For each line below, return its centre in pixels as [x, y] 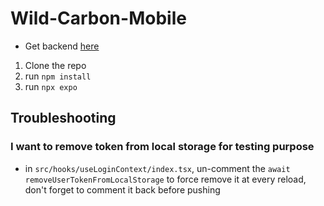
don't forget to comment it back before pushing [122, 189]
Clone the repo [55, 65]
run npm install [58, 76]
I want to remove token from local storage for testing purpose [162, 147]
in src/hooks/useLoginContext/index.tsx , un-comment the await [157, 168]
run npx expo [51, 86]
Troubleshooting [63, 118]
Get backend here [62, 46]
